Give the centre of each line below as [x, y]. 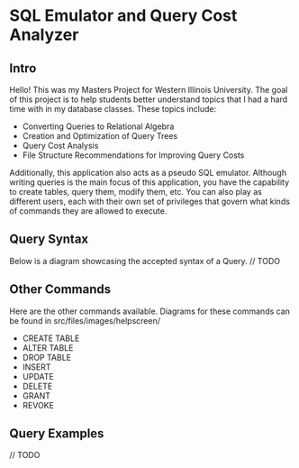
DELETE [37, 386]
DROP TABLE [47, 357]
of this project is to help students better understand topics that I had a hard [149, 99]
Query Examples [57, 434]
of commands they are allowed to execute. [88, 211]
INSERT [36, 367]
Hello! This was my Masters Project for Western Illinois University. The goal [149, 90]
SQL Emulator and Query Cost [123, 16]
